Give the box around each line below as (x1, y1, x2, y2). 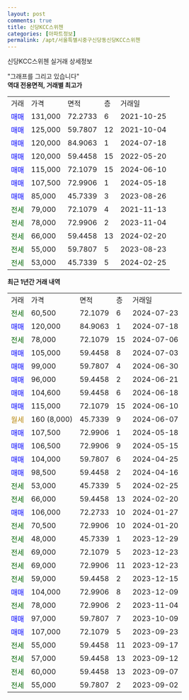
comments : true (7, 17, 52, 24)
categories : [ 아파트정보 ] (7, 30, 76, 38)
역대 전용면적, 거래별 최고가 (7, 81, 83, 89)
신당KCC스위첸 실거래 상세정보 (7, 57, 93, 66)
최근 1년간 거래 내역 (7, 278, 61, 286)
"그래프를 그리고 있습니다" (7, 72, 80, 81)
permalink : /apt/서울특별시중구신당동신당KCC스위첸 (7, 37, 141, 44)
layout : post (7, 10, 46, 18)
